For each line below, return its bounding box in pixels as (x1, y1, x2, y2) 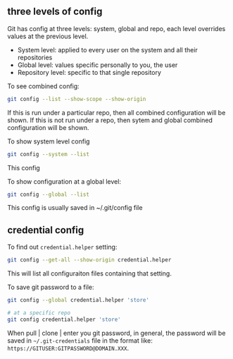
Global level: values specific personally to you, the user (17, 60, 178, 69)
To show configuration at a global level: (7, 177, 122, 186)
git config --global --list (7, 191, 90, 198)
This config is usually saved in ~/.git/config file (7, 204, 143, 212)
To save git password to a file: (7, 283, 94, 292)
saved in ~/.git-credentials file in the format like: (7, 336, 153, 345)
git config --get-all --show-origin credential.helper (7, 257, 172, 264)
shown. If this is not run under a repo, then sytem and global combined (7, 116, 213, 124)
